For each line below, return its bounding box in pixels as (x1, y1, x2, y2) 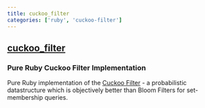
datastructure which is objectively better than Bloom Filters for (7, 86, 186, 94)
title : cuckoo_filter (7, 10, 70, 17)
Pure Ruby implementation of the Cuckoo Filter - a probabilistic (7, 79, 187, 87)
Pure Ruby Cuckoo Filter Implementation (7, 63, 147, 73)
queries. (44, 93, 68, 102)
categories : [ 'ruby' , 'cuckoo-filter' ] (7, 17, 123, 24)
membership (7, 93, 44, 102)
